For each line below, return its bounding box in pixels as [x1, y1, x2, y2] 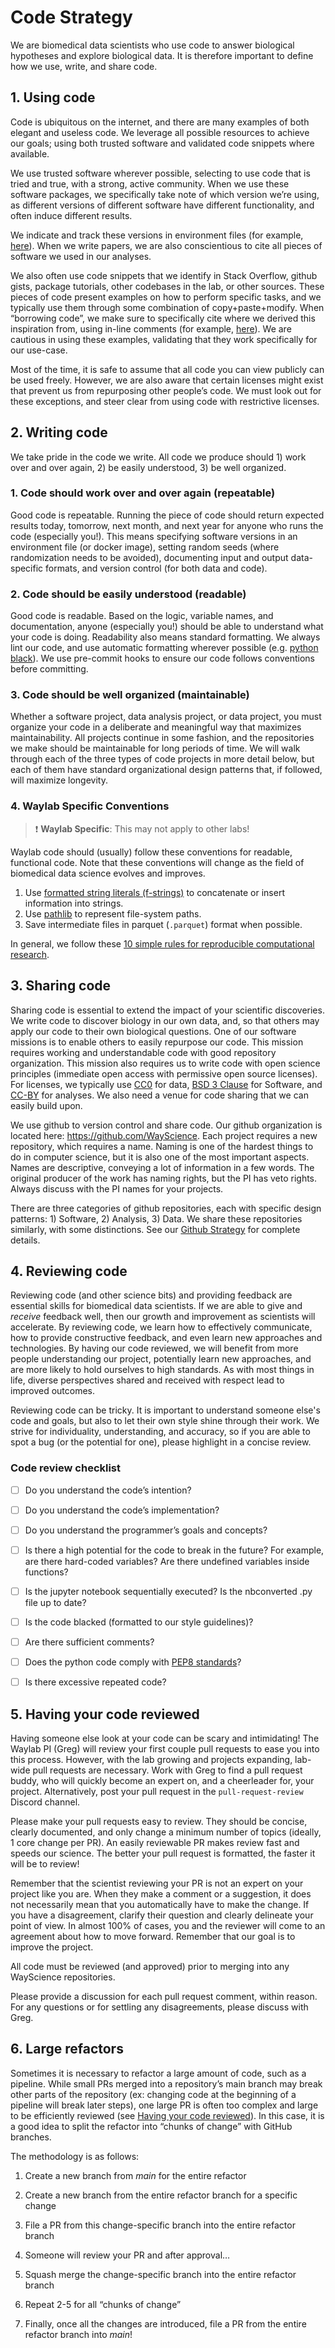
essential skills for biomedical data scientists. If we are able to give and [10, 1300, 303, 1312]
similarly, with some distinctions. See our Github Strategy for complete [10, 1223, 301, 1235]
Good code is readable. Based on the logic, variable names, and [10, 610, 274, 622]
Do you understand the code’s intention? [24, 1484, 192, 1496]
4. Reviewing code [10, 1262, 128, 1280]
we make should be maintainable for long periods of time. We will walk [10, 742, 301, 755]
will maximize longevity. [10, 774, 108, 786]
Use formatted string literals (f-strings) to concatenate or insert [24, 886, 285, 898]
